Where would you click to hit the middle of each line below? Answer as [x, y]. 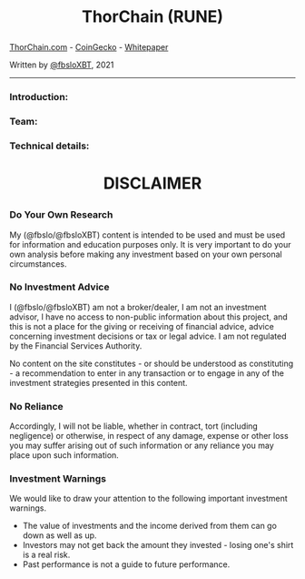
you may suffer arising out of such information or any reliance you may [142, 446]
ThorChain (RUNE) [152, 17]
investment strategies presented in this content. [98, 382]
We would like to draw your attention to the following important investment [148, 499]
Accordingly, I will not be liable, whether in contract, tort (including [134, 426]
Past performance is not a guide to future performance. [126, 564]
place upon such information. [64, 455]
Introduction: [39, 97]
